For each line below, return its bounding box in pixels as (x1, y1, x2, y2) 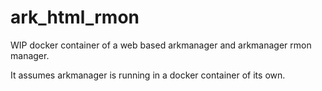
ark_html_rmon (10, 6, 140, 29)
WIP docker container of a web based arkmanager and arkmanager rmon (10, 39, 312, 51)
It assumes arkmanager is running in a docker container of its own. (10, 69, 286, 81)
